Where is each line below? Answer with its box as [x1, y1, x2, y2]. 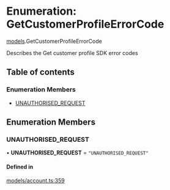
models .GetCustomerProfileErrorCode [6, 37, 102, 45]
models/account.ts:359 [6, 177, 65, 184]
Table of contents [6, 67, 75, 78]
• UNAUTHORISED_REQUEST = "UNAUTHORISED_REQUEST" [6, 149, 149, 156]
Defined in [6, 163, 34, 170]
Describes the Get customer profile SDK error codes [6, 49, 139, 56]
